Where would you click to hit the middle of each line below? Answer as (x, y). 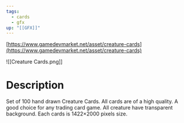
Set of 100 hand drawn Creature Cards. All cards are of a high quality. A (92, 101)
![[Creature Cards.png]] (34, 62)
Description (35, 85)
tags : (13, 11)
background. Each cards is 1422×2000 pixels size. (67, 114)
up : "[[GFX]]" (23, 28)
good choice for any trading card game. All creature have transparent (90, 108)
